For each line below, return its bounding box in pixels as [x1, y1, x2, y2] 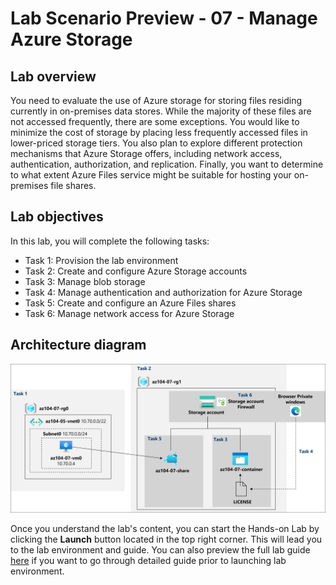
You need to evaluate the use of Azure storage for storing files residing [10, 95, 303, 106]
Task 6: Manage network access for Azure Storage [24, 307, 235, 319]
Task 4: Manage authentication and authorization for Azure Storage [24, 286, 303, 298]
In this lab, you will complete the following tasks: [10, 235, 210, 247]
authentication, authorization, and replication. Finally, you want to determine [10, 158, 324, 170]
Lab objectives [10, 208, 104, 226]
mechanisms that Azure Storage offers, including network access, [10, 148, 283, 159]
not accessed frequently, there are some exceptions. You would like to [10, 116, 300, 127]
